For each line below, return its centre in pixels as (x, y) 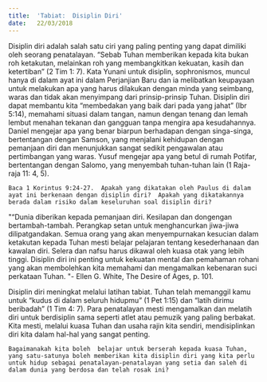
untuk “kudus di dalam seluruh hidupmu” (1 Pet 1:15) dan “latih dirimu (121, 300)
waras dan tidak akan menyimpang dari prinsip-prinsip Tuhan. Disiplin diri (129, 97)
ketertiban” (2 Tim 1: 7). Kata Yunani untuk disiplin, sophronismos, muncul (129, 71)
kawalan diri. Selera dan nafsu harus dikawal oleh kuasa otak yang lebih (126, 251)
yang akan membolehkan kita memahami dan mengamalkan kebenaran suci (133, 268)
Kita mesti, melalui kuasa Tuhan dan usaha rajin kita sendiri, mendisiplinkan (132, 325)
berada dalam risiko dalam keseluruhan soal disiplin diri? (110, 202)
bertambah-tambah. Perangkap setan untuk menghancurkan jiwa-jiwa (124, 225)
